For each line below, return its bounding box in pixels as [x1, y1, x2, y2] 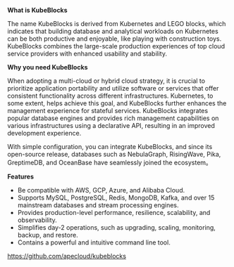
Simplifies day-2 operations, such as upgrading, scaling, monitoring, [17, 223, 216, 231]
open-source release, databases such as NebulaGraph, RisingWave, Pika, [7, 150, 221, 158]
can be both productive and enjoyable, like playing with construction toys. [7, 34, 222, 43]
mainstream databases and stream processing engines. [17, 201, 179, 209]
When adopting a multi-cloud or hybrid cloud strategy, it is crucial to [7, 77, 206, 85]
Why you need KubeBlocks [7, 63, 88, 71]
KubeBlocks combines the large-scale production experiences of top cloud [7, 42, 226, 50]
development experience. [7, 129, 82, 137]
